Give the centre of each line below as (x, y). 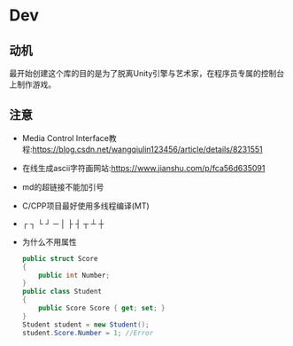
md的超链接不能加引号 (63, 186)
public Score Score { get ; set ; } (102, 308)
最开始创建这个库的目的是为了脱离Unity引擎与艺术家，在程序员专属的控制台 (147, 73)
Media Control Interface (65, 138)
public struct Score (60, 258)
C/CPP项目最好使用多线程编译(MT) (86, 206)
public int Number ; (74, 275)
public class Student (62, 292)
